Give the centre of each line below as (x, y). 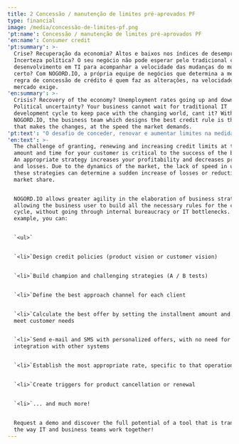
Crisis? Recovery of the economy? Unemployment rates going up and (116, 100)
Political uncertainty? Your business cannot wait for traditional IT (121, 107)
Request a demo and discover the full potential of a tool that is (116, 423)
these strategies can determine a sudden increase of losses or (111, 173)
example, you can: (41, 219)
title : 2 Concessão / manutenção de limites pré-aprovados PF (101, 14)
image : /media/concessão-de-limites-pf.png (73, 27)
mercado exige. (36, 87)
